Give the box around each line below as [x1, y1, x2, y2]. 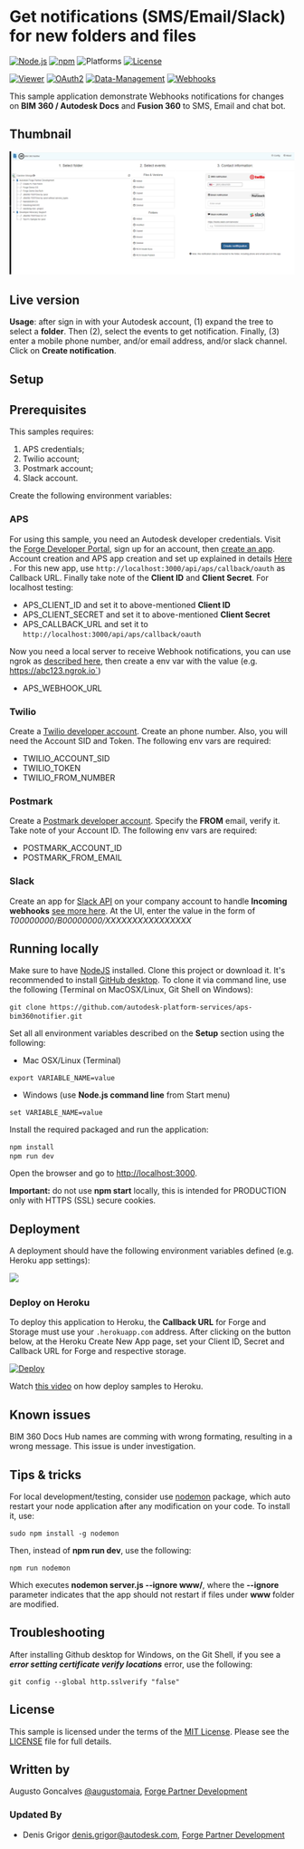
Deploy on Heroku [9, 1296, 90, 1309]
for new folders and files [9, 25, 197, 46]
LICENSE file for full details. [9, 1736, 112, 1747]
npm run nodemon [9, 1563, 71, 1573]
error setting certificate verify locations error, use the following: [9, 1659, 253, 1670]
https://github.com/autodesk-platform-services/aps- [49, 1003, 253, 1012]
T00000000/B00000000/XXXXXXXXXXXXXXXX [9, 915, 192, 925]
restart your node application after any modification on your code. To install [9, 1501, 290, 1512]
